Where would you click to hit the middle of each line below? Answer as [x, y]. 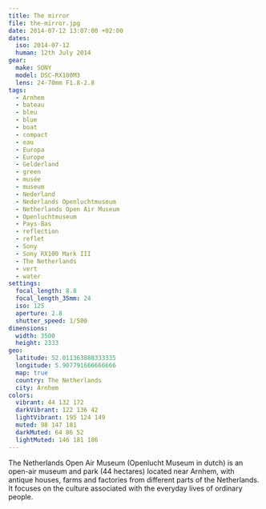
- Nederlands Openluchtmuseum [66, 202]
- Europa [30, 150]
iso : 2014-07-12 [42, 46]
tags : [17, 90]
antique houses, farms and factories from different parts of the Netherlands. [134, 479]
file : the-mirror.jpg [44, 23]
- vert [26, 269]
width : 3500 [36, 336]
